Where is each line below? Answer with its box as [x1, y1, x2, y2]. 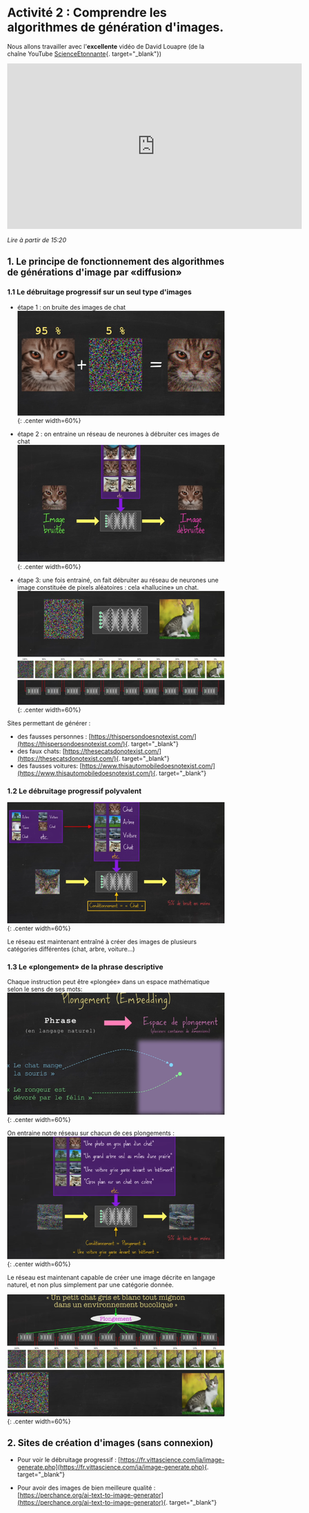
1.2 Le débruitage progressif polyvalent [7, 786, 142, 796]
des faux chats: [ [17, 747, 66, 755]
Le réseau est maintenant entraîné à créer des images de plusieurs [7, 938, 197, 946]
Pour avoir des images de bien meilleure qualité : [17, 1483, 156, 1492]
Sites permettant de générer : [7, 719, 91, 727]
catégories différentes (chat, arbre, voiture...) [7, 945, 136, 953]
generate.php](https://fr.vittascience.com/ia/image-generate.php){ [17, 1463, 208, 1471]
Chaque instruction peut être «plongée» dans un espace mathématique [7, 978, 210, 986]
